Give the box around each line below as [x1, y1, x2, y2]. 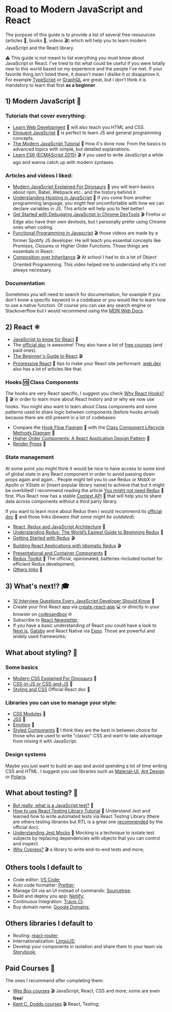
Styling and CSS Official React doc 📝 [12, 686, 90, 693]
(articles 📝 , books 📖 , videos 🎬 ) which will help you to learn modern [5, 37, 146, 43]
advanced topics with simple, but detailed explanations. [12, 146, 131, 152]
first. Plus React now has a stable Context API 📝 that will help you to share [5, 493, 162, 499]
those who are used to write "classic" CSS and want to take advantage [12, 733, 163, 739]
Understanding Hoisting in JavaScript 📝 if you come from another [12, 194, 151, 201]
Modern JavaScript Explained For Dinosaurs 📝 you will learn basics [12, 184, 155, 190]
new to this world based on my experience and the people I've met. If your [5, 65, 163, 71]
